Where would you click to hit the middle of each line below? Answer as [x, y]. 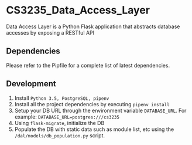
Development [31, 84]
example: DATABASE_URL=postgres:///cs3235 [67, 117]
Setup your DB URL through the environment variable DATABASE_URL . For [100, 110]
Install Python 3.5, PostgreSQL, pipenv [62, 98]
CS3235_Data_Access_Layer [78, 10]
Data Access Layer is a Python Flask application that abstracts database [93, 26]
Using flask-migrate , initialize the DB [59, 123]
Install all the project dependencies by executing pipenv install [92, 104]
